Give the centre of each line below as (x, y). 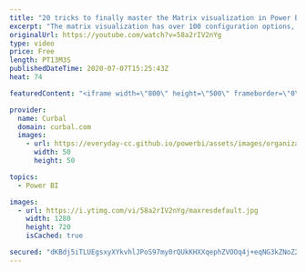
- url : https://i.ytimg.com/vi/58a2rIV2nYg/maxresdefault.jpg (138, 210)
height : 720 (48, 227)
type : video (32, 43)
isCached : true (55, 236)
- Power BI (38, 186)
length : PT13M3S (40, 60)
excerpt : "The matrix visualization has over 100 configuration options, (153, 26)
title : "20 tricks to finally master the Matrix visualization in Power (150, 18)
